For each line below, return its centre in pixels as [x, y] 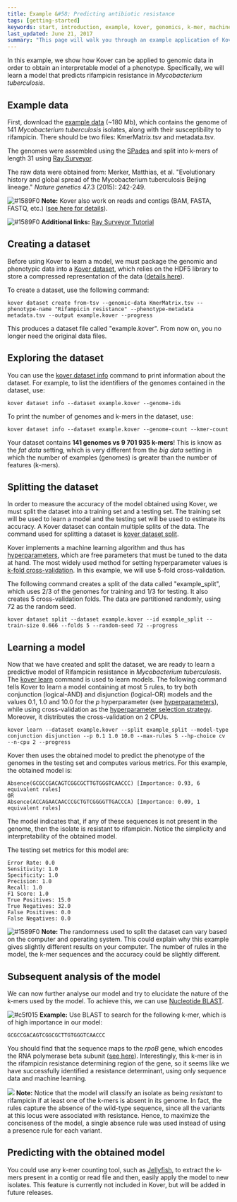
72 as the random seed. [42, 607]
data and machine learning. [47, 1078]
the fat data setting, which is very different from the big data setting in [110, 450]
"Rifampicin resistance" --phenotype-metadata [124, 309]
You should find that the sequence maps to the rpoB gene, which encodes [115, 1048]
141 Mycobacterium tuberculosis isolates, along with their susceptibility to [114, 129]
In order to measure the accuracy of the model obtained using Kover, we [113, 504]
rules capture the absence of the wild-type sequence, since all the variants [116, 1108]
